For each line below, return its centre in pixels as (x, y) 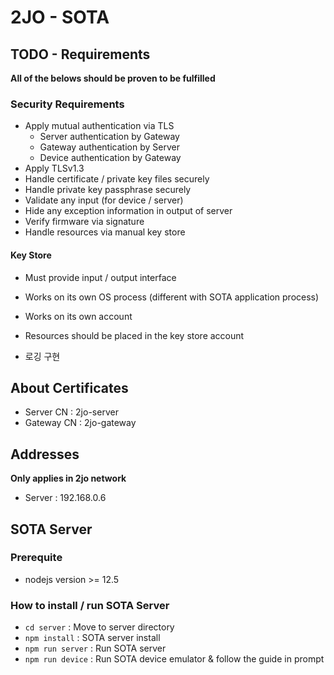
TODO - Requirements (80, 54)
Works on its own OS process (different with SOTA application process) (172, 297)
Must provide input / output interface (100, 277)
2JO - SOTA (60, 17)
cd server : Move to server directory (99, 627)
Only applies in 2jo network (68, 478)
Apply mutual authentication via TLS (99, 126)
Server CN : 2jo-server (71, 412)
